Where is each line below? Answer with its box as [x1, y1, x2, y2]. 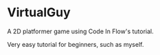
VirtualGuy [7, 5, 71, 20]
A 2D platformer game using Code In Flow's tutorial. [7, 27, 155, 35]
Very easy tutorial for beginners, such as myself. [7, 40, 144, 48]
